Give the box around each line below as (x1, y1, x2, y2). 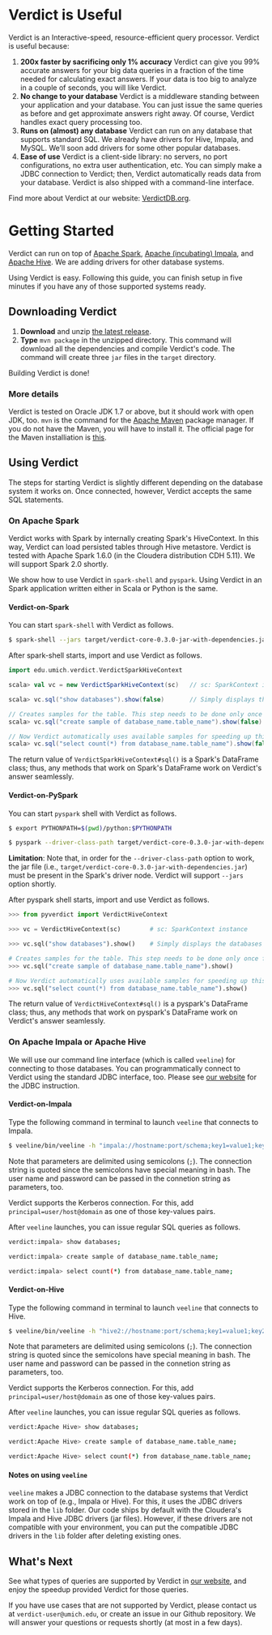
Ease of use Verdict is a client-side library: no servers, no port (19, 152, 228, 161)
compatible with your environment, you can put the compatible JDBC (8, 1522, 239, 1532)
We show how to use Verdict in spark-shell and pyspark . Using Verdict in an (8, 575, 262, 585)
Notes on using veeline (8, 1470, 87, 1479)
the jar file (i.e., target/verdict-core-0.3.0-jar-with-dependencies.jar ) (8, 862, 249, 872)
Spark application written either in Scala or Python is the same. (8, 584, 219, 594)
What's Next (8, 1555, 73, 1568)
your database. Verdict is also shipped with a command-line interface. (19, 177, 254, 187)
